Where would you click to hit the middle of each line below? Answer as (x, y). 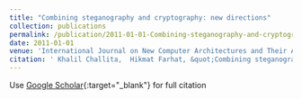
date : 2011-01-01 (42, 43)
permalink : (30, 34)
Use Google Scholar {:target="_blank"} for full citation (108, 85)
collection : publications (58, 26)
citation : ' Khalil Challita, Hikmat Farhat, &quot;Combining (130, 59)
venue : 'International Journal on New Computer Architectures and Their (148, 51)
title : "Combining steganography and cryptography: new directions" (140, 18)
